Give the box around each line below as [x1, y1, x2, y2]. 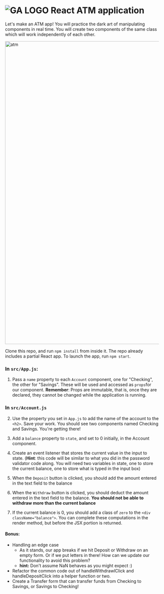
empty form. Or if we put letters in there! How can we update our [19, 552, 150, 558]
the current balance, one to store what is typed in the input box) [12, 466, 141, 471]
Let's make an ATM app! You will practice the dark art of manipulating [5, 21, 145, 27]
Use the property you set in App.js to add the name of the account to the [12, 415, 159, 421]
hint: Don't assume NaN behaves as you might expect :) [19, 562, 133, 569]
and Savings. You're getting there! [12, 425, 81, 432]
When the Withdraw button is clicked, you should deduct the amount [12, 489, 149, 495]
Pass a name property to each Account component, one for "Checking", [12, 377, 153, 382]
